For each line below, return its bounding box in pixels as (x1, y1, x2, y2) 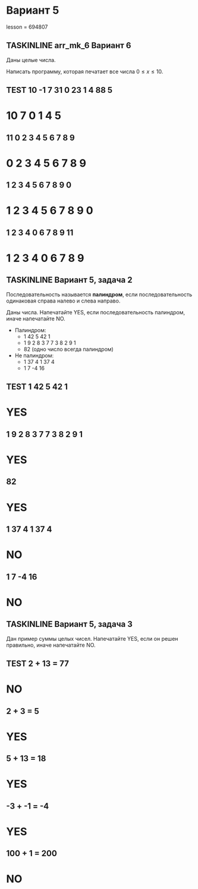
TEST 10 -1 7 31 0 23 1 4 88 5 (6, 85, 113, 95)
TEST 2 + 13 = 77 (6, 659, 70, 669)
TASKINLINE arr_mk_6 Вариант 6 (6, 40, 131, 51)
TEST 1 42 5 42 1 (6, 382, 68, 392)
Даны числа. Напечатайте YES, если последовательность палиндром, (6, 308, 186, 316)
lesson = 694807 (6, 23, 48, 30)
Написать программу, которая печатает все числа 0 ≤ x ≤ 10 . (6, 68, 164, 75)
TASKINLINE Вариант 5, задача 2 (6, 275, 133, 285)
